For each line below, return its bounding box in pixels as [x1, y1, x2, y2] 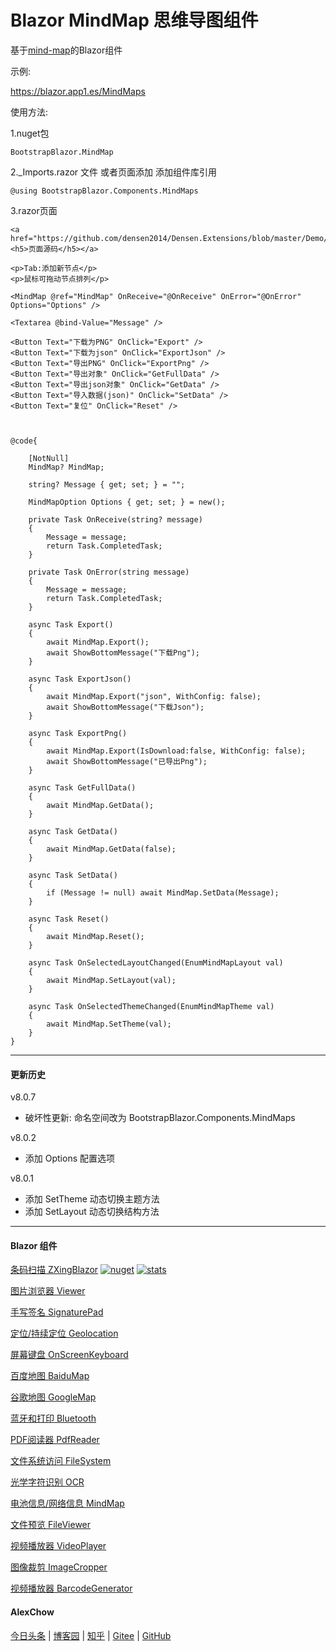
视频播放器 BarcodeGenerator [10, 1582, 133, 1595]
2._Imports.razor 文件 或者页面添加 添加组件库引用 [10, 166, 217, 178]
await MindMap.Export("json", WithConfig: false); [46, 691, 262, 701]
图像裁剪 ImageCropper [10, 1561, 108, 1573]
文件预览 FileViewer [10, 1519, 92, 1531]
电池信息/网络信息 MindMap [10, 1497, 125, 1510]
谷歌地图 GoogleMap [10, 1391, 97, 1403]
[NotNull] [28, 453, 70, 463]
